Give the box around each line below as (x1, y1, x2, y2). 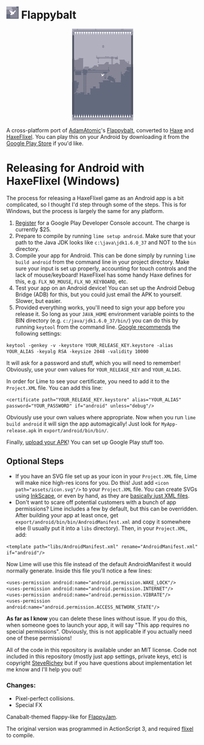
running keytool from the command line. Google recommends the (15, 323, 181, 331)
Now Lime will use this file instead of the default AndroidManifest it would (6, 560, 191, 567)
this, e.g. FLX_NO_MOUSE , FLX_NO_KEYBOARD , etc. (15, 277, 128, 285)
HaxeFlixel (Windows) (6, 174, 120, 188)
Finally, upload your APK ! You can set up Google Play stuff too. (6, 438, 164, 446)
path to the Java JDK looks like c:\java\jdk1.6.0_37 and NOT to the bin (15, 239, 197, 246)
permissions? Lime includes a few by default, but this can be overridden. (15, 505, 199, 512)
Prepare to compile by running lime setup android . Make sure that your (15, 232, 196, 239)
